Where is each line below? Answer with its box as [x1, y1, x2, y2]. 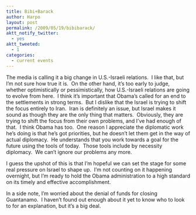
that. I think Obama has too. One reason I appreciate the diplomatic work [6, 124, 184, 131]
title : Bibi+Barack [6, 8, 54, 15]
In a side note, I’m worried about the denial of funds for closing [6, 190, 158, 197]
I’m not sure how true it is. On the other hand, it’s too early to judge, [6, 80, 170, 87]
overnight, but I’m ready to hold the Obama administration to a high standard [6, 172, 191, 179]
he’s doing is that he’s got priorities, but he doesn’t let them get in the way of [6, 129, 190, 136]
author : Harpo [6, 14, 41, 20]
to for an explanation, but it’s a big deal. [6, 202, 101, 209]
